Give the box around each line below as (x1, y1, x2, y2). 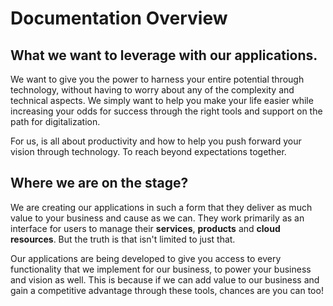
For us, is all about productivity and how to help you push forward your (10, 135, 302, 147)
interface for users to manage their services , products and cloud (10, 222, 281, 234)
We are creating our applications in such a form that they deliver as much (10, 201, 313, 213)
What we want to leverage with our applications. (10, 47, 318, 64)
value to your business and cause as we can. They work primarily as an (10, 212, 305, 224)
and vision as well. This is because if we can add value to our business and (10, 273, 320, 286)
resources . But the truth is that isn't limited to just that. (10, 233, 236, 245)
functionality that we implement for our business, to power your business (10, 263, 312, 275)
